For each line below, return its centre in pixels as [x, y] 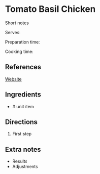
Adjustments [25, 167]
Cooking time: [19, 51]
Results [20, 161]
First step [22, 134]
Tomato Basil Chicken [50, 9]
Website [14, 79]
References [23, 67]
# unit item [23, 106]
